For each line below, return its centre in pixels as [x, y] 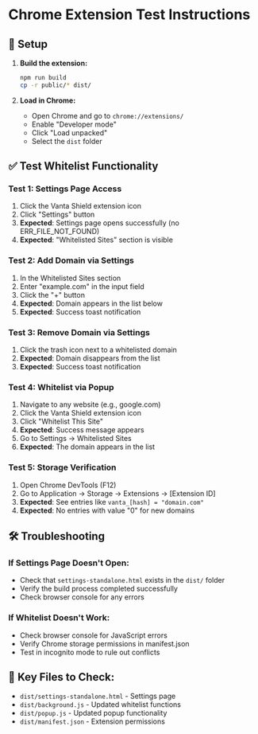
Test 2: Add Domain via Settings [71, 260]
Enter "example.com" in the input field [82, 286]
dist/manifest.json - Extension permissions [92, 721]
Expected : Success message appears [82, 430]
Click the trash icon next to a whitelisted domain [98, 350]
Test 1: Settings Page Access [65, 189]
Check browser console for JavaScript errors [94, 635]
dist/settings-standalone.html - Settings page [98, 696]
